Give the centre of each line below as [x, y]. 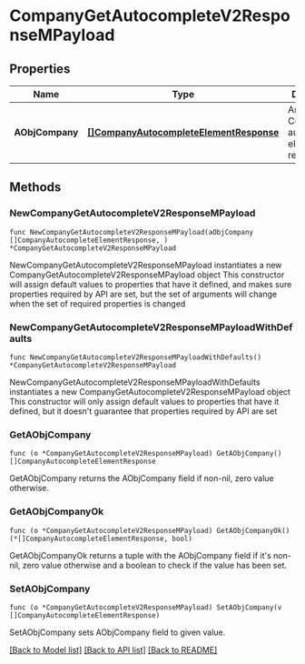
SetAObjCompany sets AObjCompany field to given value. [118, 632]
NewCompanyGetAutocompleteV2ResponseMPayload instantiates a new [146, 265]
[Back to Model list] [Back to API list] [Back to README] [113, 649]
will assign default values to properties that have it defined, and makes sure [151, 284]
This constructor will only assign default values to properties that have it [144, 401]
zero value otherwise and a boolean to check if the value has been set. [155, 565]
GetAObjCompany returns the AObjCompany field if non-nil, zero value [142, 478]
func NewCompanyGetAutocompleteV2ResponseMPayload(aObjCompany [132, 232]
